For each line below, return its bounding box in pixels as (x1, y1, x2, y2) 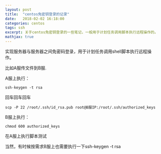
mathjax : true (5, 35, 34, 40)
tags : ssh (5, 25, 25, 30)
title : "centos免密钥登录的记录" (5, 12, 69, 17)
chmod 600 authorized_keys (5, 124, 60, 129)
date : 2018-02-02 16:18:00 (5, 16, 65, 21)
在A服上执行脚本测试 (5, 133, 47, 139)
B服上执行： (5, 114, 30, 120)
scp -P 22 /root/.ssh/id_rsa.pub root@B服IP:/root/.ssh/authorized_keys (5, 105, 156, 110)
